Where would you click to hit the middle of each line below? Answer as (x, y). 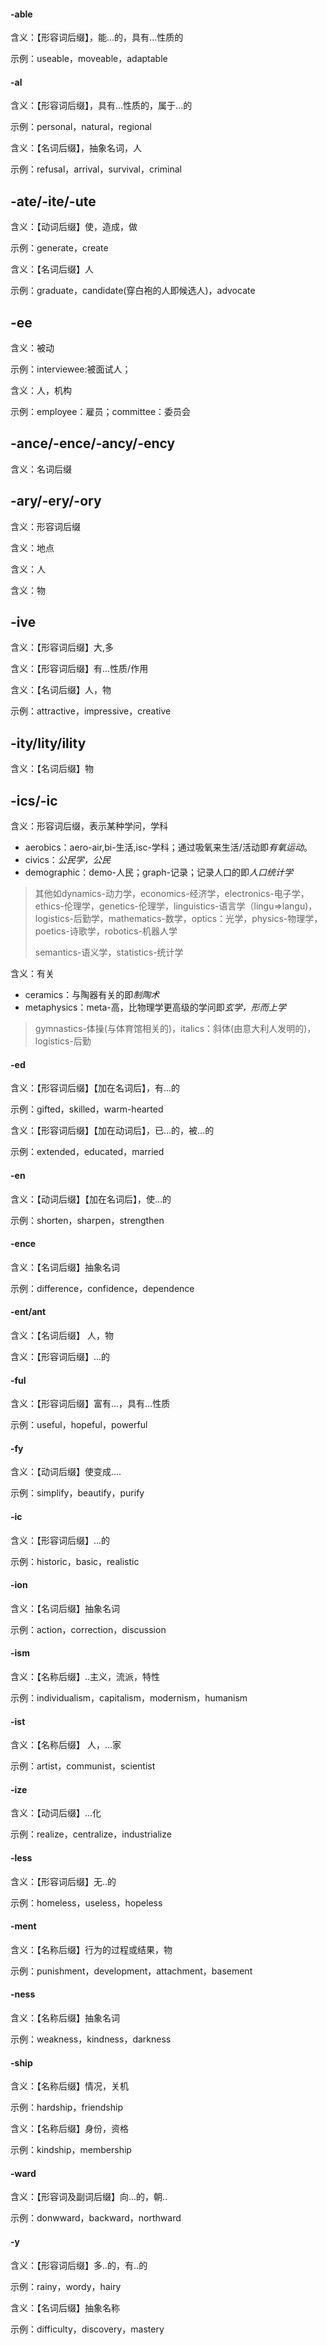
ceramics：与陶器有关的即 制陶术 (92, 995)
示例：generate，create (59, 248)
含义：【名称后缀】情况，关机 (69, 2086)
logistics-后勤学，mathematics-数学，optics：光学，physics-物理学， (178, 919)
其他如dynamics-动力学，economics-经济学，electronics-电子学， (172, 894)
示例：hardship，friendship (66, 2107)
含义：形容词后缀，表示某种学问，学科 (89, 826)
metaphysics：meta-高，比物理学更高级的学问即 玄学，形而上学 (155, 1007)
